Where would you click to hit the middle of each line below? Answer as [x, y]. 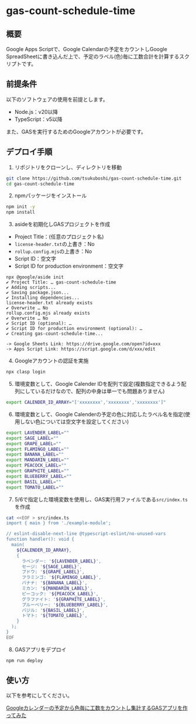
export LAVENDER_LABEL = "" [37, 433]
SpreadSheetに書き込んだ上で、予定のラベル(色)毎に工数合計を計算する [93, 56]
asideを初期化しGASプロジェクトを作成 [62, 224]
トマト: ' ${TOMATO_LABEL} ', [54, 616]
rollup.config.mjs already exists [48, 313]
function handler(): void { [40, 539]
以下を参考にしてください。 [39, 696]
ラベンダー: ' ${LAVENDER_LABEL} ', [61, 561]
